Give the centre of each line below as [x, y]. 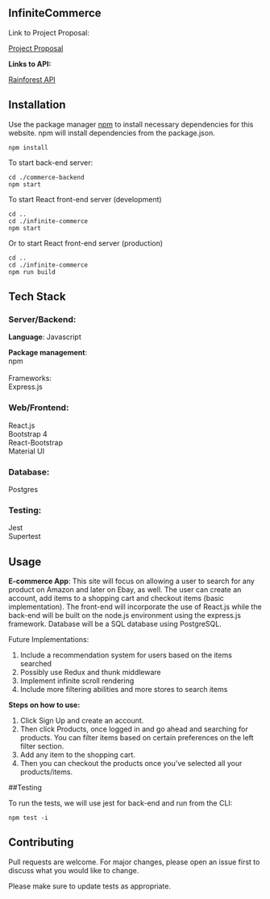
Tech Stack [37, 297]
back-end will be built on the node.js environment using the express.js [125, 615]
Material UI [27, 451]
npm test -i [28, 818]
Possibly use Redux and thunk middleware [90, 673]
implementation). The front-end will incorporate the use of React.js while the [135, 607]
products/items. [46, 772]
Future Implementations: [49, 640]
